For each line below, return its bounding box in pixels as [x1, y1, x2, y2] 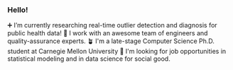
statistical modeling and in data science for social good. [7, 54, 170, 63]
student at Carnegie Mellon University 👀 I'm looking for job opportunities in [7, 47, 227, 56]
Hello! [7, 5, 28, 15]
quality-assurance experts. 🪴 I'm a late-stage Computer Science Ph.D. [7, 37, 215, 45]
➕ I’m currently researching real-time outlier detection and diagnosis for [7, 21, 218, 30]
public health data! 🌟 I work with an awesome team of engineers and [7, 29, 208, 37]
